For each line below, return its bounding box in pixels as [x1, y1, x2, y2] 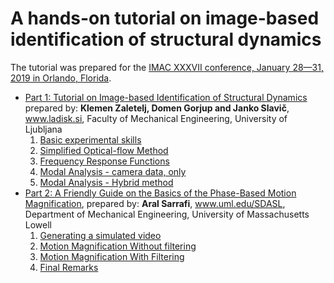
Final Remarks [39, 261, 99, 273]
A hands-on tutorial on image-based [10, 7, 320, 30]
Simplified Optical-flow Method [39, 144, 169, 156]
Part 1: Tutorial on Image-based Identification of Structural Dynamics [24, 91, 308, 103]
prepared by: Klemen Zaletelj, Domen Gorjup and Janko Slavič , [24, 102, 290, 114]
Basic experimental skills [39, 133, 142, 146]
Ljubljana [24, 123, 63, 135]
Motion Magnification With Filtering [39, 250, 185, 262]
